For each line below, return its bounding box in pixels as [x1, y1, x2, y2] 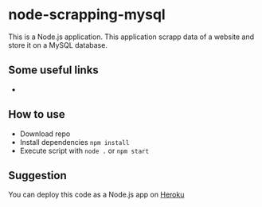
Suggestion [8, 169, 67, 182]
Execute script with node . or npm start [19, 146, 150, 155]
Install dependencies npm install [19, 137, 130, 146]
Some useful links [8, 64, 100, 77]
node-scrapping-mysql [8, 6, 166, 24]
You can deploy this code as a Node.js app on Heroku [8, 189, 185, 200]
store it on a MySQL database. [8, 40, 108, 49]
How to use [8, 107, 65, 121]
